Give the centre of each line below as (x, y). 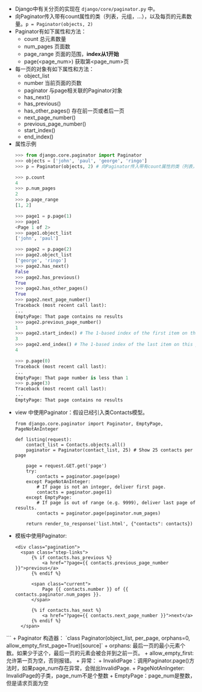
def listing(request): (43, 439)
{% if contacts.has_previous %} (72, 558)
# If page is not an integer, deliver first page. (102, 487)
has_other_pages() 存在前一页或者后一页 (74, 111)
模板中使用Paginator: (41, 536)
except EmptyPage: (49, 497)
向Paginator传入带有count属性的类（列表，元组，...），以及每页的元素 (101, 16)
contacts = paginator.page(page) (78, 476)
